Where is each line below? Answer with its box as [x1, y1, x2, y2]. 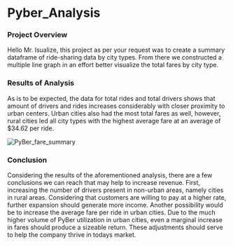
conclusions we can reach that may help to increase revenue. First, [7, 179, 201, 187]
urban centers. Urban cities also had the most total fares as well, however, [7, 109, 221, 117]
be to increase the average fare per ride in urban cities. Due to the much [7, 208, 216, 217]
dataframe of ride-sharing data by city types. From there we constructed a [7, 53, 223, 62]
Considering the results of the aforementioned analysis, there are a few [7, 171, 213, 179]
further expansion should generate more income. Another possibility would [7, 201, 224, 210]
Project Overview [7, 30, 68, 40]
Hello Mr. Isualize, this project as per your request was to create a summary [7, 46, 225, 54]
